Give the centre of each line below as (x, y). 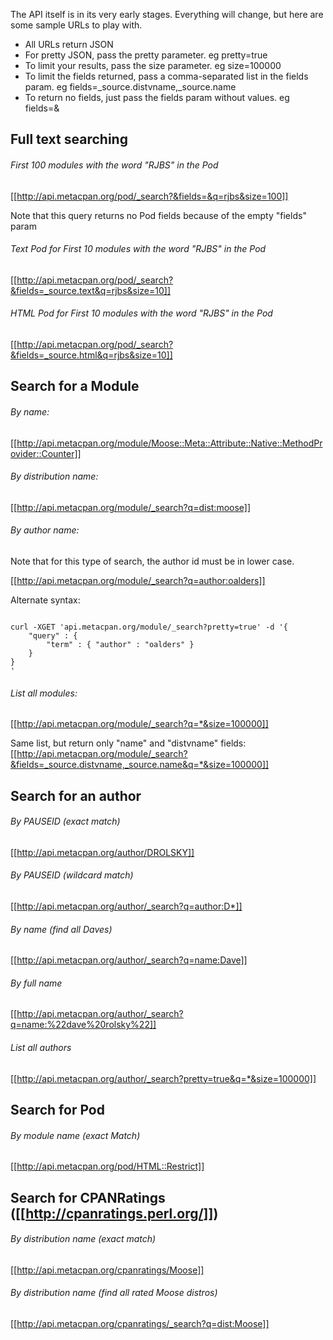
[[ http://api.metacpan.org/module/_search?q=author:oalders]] (138, 580)
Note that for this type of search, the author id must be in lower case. (152, 561)
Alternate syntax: (45, 600)
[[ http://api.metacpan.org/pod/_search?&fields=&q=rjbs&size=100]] (149, 196)
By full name (36, 983)
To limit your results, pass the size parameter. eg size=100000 (153, 65)
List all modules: (44, 693)
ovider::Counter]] (46, 453)
